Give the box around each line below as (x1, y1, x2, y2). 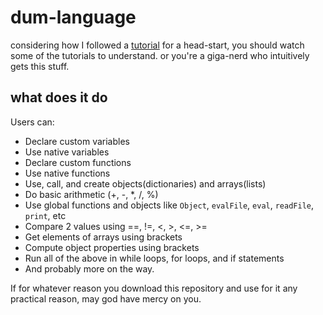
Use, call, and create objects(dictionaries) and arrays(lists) (24, 177, 267, 190)
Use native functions (24, 167, 111, 179)
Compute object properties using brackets (24, 241, 200, 253)
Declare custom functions (24, 156, 132, 168)
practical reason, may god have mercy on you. (10, 292, 202, 305)
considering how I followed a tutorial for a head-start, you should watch (10, 39, 305, 51)
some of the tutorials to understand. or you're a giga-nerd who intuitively (10, 49, 310, 61)
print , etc (24, 209, 67, 221)
